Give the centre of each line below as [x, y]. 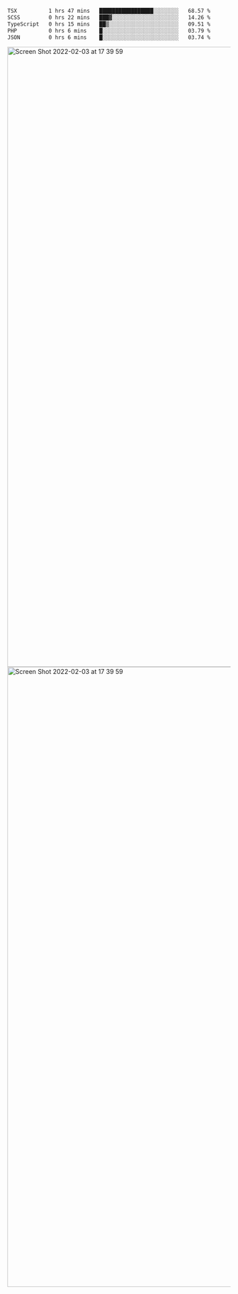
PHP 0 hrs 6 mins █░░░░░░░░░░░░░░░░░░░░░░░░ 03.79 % [109, 30]
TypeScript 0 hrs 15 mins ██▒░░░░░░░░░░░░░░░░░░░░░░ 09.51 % [109, 24]
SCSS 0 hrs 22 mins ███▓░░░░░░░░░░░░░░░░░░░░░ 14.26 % [109, 17]
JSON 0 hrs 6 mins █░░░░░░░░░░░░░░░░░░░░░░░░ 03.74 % [109, 37]
